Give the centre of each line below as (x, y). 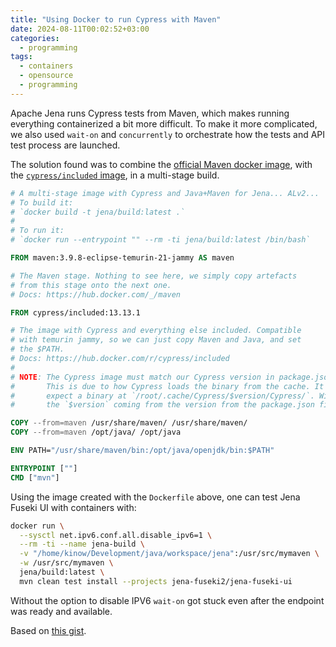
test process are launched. (65, 145)
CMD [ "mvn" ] (35, 477)
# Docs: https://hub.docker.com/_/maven (96, 294)
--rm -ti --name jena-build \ (82, 544)
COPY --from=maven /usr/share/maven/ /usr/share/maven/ (129, 423)
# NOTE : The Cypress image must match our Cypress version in (142, 377)
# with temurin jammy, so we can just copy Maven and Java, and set (156, 340)
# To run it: (37, 231)
